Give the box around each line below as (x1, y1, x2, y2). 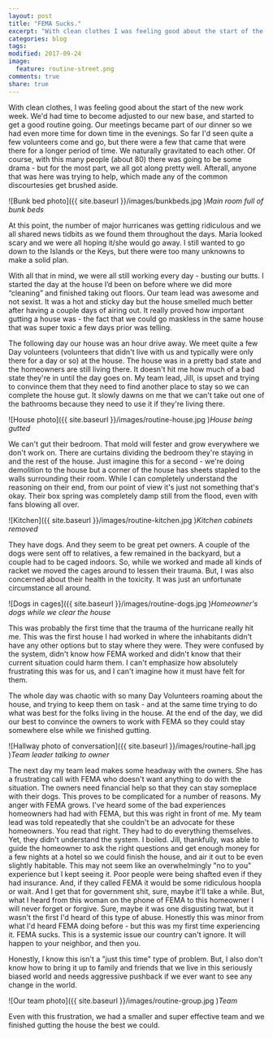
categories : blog (8, 34, 67, 43)
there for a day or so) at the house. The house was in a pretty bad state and (8, 355, 262, 365)
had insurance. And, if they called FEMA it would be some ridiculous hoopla (8, 878, 262, 888)
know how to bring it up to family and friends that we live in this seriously (8, 962, 253, 972)
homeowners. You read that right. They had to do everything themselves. (8, 826, 253, 835)
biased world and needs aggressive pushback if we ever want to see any (8, 971, 253, 981)
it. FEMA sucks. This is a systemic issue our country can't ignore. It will (8, 929, 246, 940)
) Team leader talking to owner (8, 749, 110, 759)
